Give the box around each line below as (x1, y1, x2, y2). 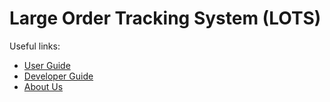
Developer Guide (23, 70, 94, 82)
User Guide (23, 59, 71, 71)
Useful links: (9, 40, 61, 52)
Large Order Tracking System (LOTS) (9, 7, 322, 30)
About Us (23, 80, 64, 92)
